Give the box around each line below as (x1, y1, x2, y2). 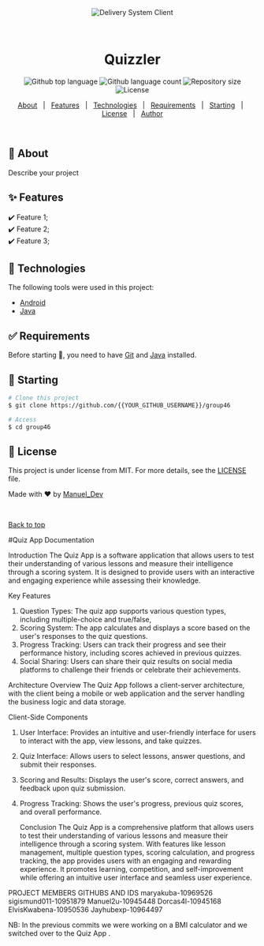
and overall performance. (19, 807, 102, 816)
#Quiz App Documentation (8, 535, 95, 545)
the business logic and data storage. (8, 697, 127, 707)
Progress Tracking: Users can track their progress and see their (19, 640, 227, 650)
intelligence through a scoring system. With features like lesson (19, 839, 226, 849)
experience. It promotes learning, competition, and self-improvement (19, 865, 244, 874)
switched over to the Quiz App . (8, 929, 111, 938)
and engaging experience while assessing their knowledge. (8, 576, 201, 585)
